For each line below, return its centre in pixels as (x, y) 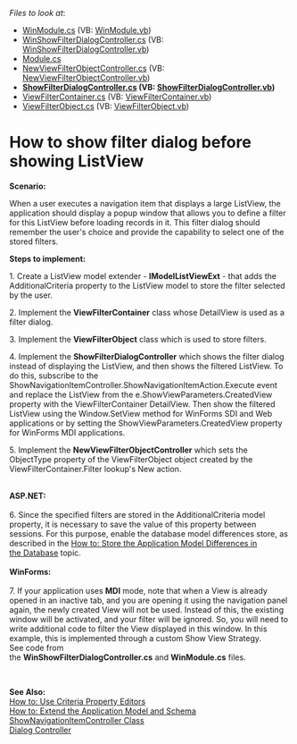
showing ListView (77, 161)
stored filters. (34, 241)
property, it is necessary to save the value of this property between (133, 524)
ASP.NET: (28, 495)
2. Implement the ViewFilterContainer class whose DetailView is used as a (147, 312)
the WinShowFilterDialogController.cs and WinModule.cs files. (128, 657)
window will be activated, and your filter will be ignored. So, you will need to (148, 619)
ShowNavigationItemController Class (77, 720)
